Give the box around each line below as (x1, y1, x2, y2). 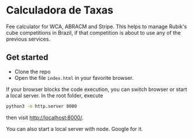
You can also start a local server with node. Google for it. (6, 125, 143, 132)
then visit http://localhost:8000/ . (6, 114, 84, 121)
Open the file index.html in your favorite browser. (14, 74, 134, 81)
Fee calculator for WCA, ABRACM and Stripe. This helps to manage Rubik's (6, 23, 187, 30)
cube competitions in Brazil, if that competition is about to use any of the (6, 29, 181, 36)
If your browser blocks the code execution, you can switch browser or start (6, 86, 187, 93)
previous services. (6, 35, 51, 42)
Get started (6, 52, 49, 62)
